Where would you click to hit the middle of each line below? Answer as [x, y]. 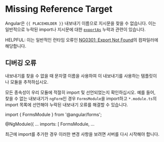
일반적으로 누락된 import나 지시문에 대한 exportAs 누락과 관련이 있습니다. [75, 29]
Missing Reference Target [59, 9]
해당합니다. [16, 46]
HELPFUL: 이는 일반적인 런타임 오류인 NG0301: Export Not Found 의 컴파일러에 [82, 40]
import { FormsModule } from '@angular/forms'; [54, 114]
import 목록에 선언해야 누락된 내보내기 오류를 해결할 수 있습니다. [67, 105]
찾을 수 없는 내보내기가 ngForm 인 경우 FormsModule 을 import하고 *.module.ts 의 [81, 98]
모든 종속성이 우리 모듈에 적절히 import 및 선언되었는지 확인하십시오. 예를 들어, [80, 92]
